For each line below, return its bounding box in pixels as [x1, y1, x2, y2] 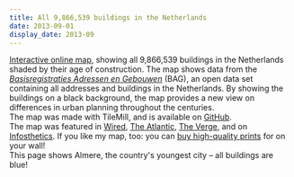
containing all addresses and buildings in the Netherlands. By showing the [9, 83, 284, 94]
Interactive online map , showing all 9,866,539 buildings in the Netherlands [9, 55, 285, 66]
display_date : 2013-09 [9, 30, 94, 39]
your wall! [9, 140, 46, 151]
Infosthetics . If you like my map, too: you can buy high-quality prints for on [9, 131, 286, 142]
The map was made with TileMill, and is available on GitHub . [9, 111, 232, 122]
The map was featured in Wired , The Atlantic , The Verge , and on [9, 121, 248, 132]
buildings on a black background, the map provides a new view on [9, 93, 254, 103]
